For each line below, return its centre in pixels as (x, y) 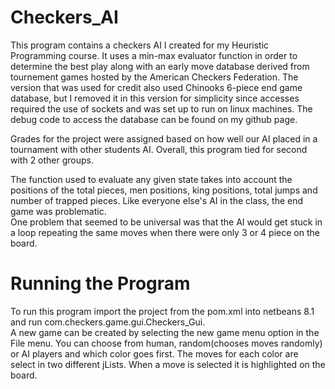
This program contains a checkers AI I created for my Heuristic (140, 45)
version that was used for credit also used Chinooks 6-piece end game (156, 87)
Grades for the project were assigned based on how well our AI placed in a (164, 138)
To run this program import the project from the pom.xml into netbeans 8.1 (162, 311)
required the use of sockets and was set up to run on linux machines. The (161, 108)
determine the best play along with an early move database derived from (160, 66)
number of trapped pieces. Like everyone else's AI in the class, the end (157, 200)
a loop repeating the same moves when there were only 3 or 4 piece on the (165, 232)
